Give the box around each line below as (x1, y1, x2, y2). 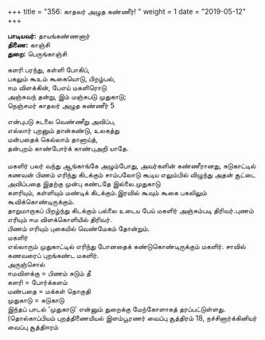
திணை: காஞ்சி (7, 40, 51, 49)
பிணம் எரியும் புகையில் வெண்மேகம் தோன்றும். (7, 224, 150, 233)
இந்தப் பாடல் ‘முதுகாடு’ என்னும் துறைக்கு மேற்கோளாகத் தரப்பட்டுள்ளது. (7, 304, 226, 314)
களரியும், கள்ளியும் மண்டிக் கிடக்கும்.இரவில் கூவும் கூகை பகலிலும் (7, 188, 208, 197)
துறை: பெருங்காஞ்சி (7, 49, 68, 58)
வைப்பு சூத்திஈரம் (7, 322, 59, 331)
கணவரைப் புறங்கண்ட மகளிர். (7, 251, 99, 260)
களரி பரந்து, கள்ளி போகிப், (7, 65, 91, 74)
